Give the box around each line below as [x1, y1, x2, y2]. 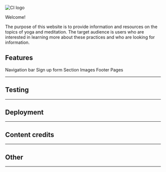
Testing [5, 86, 29, 94]
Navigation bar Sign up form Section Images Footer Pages [5, 67, 124, 72]
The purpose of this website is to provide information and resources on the [5, 24, 158, 30]
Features [5, 54, 33, 62]
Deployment [5, 108, 44, 117]
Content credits [5, 131, 54, 139]
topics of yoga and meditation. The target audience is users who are [5, 29, 144, 34]
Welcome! [5, 14, 26, 20]
